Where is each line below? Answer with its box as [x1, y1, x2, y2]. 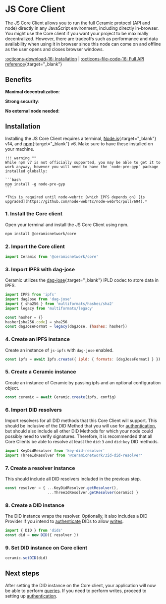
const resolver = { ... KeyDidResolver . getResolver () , [5, 485, 119, 490]
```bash [5, 177, 21, 182]
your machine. [5, 146, 35, 152]
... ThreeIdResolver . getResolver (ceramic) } [47, 490, 139, 495]
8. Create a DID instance [5, 502, 64, 509]
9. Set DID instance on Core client [5, 544, 88, 551]
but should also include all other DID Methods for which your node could [5, 428, 153, 434]
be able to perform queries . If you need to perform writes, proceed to [5, 588, 147, 594]
